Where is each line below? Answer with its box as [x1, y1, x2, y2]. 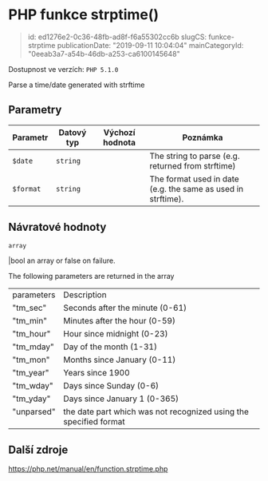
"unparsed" [12, 406, 56, 417]
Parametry [8, 103, 62, 117]
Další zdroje [8, 443, 69, 456]
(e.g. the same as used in [149, 183, 244, 194]
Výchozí [103, 126, 136, 137]
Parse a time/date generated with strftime [8, 80, 145, 89]
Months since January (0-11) [63, 354, 176, 365]
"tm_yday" [12, 393, 51, 404]
